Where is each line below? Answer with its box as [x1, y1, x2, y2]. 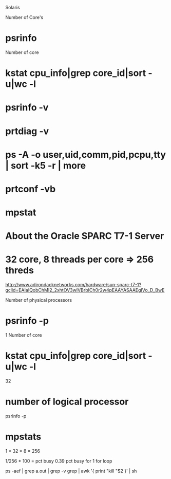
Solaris [5, 5, 20, 10]
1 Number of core [5, 332, 42, 338]
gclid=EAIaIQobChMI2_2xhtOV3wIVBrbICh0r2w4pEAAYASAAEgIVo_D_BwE [5, 287, 165, 293]
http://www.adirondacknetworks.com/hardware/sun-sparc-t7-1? [5, 282, 142, 288]
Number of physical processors [5, 297, 72, 303]
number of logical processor [5, 396, 129, 408]
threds [5, 265, 34, 277]
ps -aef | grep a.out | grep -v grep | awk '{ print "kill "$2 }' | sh [5, 468, 137, 474]
